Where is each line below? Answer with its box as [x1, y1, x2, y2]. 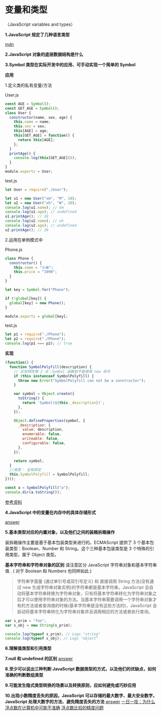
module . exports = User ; [5, 169, 53, 174]
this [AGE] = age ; [14, 129, 49, 133]
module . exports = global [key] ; [5, 314, 68, 319]
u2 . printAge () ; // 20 [5, 227, 49, 232]
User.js [5, 92, 19, 97]
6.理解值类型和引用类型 [5, 646, 52, 651]
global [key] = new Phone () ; [9, 300, 66, 306]
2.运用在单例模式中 [5, 237, 43, 243]
